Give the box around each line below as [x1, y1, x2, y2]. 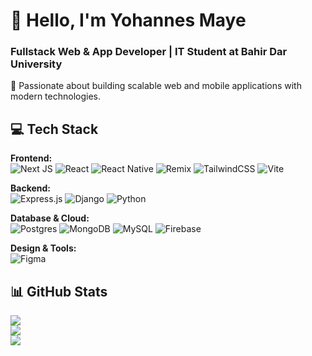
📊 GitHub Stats [10, 283, 108, 300]
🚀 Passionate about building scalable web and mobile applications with [10, 80, 302, 92]
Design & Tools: [10, 242, 77, 254]
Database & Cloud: [10, 212, 90, 224]
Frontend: [10, 152, 53, 164]
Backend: [10, 182, 51, 194]
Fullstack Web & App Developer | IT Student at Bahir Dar [10, 45, 288, 59]
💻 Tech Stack [10, 120, 99, 138]
